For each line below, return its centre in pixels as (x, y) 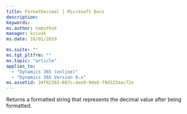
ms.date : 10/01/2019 (32, 39)
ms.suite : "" (22, 50)
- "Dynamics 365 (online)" (45, 71)
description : (22, 17)
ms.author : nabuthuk (32, 28)
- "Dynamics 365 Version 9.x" (49, 77)
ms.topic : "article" (32, 61)
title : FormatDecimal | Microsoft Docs (56, 12)
